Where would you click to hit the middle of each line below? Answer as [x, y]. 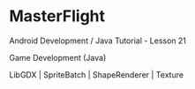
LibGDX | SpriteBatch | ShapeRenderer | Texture [96, 74]
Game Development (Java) [58, 57]
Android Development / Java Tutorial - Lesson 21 [98, 41]
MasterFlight [57, 16]
